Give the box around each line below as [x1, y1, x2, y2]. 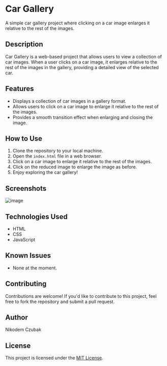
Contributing [5, 280, 47, 288]
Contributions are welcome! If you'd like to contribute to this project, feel [5, 293, 157, 299]
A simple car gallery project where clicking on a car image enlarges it [5, 20, 150, 26]
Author [5, 313, 28, 322]
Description [5, 40, 43, 49]
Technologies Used [5, 212, 68, 221]
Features [5, 84, 34, 93]
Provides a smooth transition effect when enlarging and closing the [12, 114, 153, 120]
